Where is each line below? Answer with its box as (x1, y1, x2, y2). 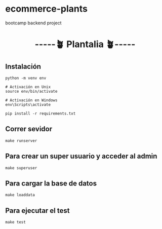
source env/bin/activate (5, 89, 58, 94)
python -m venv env (5, 75, 47, 81)
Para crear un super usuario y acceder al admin (5, 152, 157, 161)
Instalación (5, 62, 42, 71)
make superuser (5, 165, 37, 170)
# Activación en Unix (5, 84, 51, 89)
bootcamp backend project (5, 20, 62, 26)
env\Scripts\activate (5, 102, 51, 107)
